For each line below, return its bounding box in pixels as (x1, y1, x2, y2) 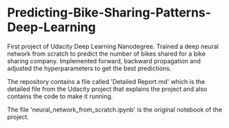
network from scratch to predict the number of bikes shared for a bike (7, 50, 206, 58)
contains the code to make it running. (7, 92, 113, 100)
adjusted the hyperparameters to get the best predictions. (7, 64, 172, 72)
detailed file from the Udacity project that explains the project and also (7, 85, 208, 93)
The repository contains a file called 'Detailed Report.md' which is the (7, 77, 206, 85)
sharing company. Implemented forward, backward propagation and (7, 56, 201, 65)
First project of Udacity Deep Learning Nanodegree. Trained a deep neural (7, 42, 219, 50)
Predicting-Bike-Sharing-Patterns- (7, 5, 212, 21)
